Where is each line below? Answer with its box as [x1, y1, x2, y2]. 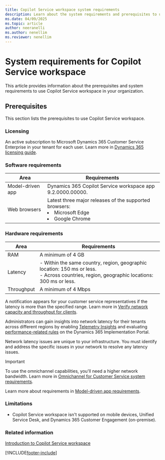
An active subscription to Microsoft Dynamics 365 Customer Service [5, 139, 144, 144]
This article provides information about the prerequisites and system [5, 82, 143, 89]
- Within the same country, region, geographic [39, 259, 147, 266]
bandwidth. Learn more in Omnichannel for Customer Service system [5, 373, 146, 379]
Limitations [5, 400, 33, 407]
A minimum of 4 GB [39, 251, 84, 258]
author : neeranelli [5, 26, 45, 31]
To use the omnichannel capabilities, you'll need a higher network [5, 368, 138, 374]
